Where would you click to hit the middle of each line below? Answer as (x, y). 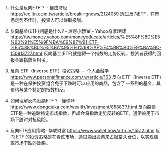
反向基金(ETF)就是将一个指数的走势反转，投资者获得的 (100, 53)
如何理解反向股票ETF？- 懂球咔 (42, 100)
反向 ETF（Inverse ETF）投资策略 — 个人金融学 (59, 71)
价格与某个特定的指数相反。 (39, 90)
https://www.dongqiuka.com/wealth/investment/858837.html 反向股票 (83, 107)
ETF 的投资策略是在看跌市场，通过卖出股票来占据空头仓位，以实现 (85, 137)
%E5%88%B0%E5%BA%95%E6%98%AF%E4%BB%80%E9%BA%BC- (86, 48)
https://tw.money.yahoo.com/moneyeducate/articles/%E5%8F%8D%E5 (85, 37)
